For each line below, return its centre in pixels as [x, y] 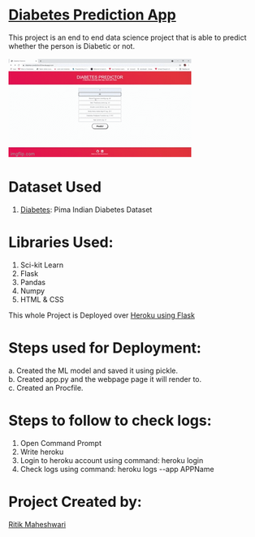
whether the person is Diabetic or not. [72, 45]
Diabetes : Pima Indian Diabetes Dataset [86, 210]
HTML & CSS [42, 299]
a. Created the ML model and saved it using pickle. [93, 370]
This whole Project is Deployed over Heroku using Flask [102, 315]
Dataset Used [55, 187]
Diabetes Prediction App [92, 15]
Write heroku [42, 452]
